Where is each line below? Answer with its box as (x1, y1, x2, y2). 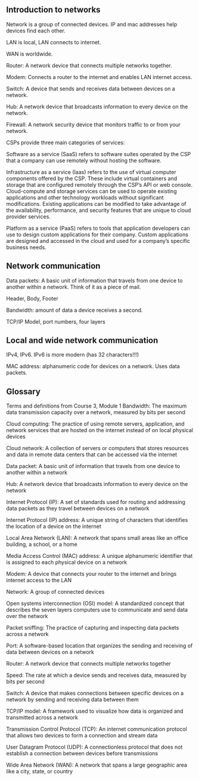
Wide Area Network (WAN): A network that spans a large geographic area (6, 761, 188, 768)
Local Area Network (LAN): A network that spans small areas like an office (6, 534, 188, 542)
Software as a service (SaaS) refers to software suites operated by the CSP (6, 150, 191, 157)
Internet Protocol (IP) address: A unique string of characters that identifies (6, 516, 188, 524)
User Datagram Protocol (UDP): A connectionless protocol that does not (6, 743, 183, 750)
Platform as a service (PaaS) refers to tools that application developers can (6, 224, 191, 232)
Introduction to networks (6, 5, 101, 15)
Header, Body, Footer (6, 294, 58, 302)
